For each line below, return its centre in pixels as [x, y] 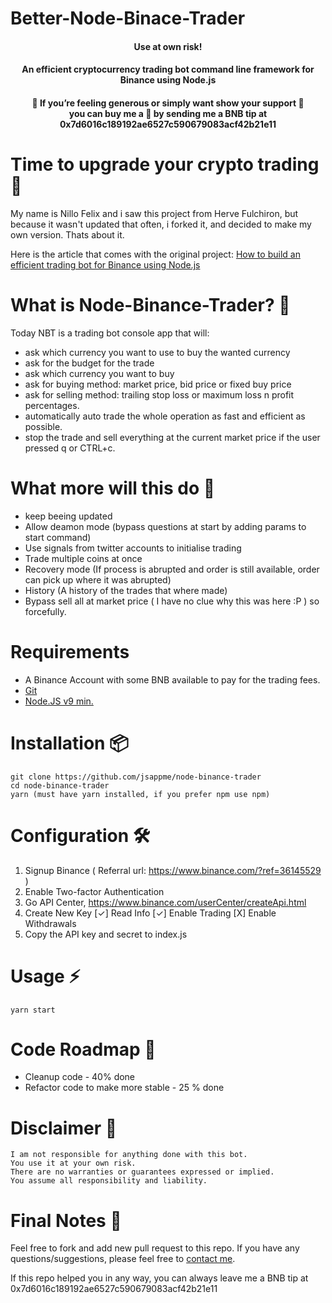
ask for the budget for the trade [89, 363]
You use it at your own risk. [73, 1163]
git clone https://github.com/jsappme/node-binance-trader [136, 777]
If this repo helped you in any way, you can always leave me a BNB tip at [159, 1278]
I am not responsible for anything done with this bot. [129, 1155]
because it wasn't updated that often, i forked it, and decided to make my [161, 224]
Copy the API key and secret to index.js [106, 934]
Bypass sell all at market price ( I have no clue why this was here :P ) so [172, 601]
